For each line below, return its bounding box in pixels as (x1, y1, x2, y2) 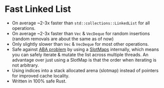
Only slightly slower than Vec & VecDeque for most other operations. (11, 41, 149, 47)
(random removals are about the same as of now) (11, 36, 114, 42)
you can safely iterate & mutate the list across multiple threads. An (11, 51, 148, 58)
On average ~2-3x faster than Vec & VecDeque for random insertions (11, 30, 150, 36)
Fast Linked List (4, 3, 71, 15)
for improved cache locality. (11, 73, 69, 79)
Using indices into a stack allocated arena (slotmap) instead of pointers (11, 67, 158, 73)
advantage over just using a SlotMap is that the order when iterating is (11, 57, 157, 63)
